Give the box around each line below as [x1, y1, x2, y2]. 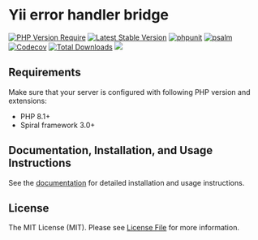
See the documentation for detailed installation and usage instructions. [8, 178, 245, 187]
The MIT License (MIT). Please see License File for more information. [8, 223, 239, 233]
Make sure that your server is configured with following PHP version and [8, 87, 251, 96]
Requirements [8, 66, 81, 79]
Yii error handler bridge [8, 6, 169, 24]
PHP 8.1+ [19, 111, 51, 121]
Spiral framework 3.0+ [19, 120, 96, 130]
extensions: [8, 96, 47, 105]
